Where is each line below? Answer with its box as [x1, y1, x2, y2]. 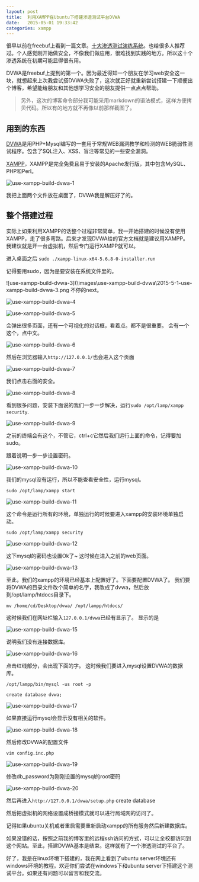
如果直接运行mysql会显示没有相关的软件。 [6, 714, 110, 721]
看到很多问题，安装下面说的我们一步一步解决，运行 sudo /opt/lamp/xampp [6, 401, 184, 409]
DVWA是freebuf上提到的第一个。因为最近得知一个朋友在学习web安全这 [6, 69, 180, 77]
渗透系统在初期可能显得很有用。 [6, 57, 84, 64]
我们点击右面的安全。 [6, 377, 58, 384]
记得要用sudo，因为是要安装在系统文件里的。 [6, 267, 117, 274]
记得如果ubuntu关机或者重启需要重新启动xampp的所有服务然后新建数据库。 [6, 822, 191, 829]
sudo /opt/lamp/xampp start [6, 487, 76, 493]
